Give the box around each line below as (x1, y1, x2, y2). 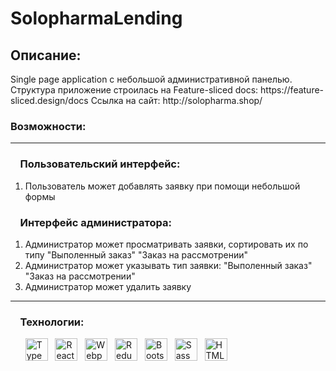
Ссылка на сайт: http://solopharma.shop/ (90, 95, 263, 106)
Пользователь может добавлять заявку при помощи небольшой (24, 180, 301, 192)
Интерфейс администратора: (19, 215, 172, 229)
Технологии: (19, 315, 85, 329)
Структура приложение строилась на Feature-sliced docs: (10, 84, 259, 96)
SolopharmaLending (10, 7, 183, 30)
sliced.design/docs (10, 95, 89, 106)
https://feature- (260, 84, 325, 96)
